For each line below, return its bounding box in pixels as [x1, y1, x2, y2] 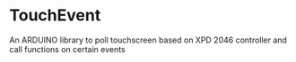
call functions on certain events [9, 43, 126, 54]
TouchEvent [9, 5, 101, 26]
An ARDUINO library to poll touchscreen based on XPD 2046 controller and [9, 35, 287, 45]
